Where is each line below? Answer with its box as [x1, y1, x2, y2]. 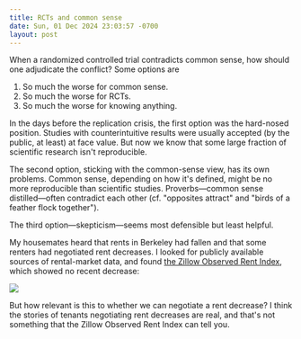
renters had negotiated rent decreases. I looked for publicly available [9, 246, 264, 257]
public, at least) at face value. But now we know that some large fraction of [9, 137, 288, 148]
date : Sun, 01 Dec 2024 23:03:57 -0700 [9, 22, 159, 31]
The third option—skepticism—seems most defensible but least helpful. [9, 219, 274, 230]
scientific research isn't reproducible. [9, 147, 148, 157]
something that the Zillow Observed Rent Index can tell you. [9, 319, 231, 330]
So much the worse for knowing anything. [22, 101, 178, 112]
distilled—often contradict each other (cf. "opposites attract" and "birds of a [9, 192, 290, 203]
